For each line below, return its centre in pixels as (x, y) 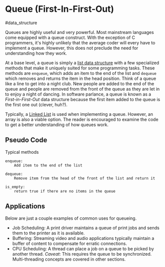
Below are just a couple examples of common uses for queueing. (71, 218)
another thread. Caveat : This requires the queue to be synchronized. (82, 254)
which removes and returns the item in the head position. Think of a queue (81, 78)
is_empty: (15, 187)
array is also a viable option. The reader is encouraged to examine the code (82, 119)
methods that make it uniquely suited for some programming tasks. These (80, 68)
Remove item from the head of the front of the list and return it (84, 178)
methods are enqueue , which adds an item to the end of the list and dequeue (81, 73)
